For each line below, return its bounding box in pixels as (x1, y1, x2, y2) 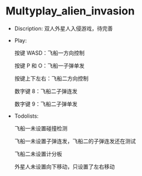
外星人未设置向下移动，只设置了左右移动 (14, 163, 115, 170)
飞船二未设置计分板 (14, 150, 63, 157)
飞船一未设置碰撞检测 (14, 124, 67, 132)
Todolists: (14, 112, 39, 120)
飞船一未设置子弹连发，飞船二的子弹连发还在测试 (14, 137, 136, 145)
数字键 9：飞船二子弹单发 (14, 100, 78, 108)
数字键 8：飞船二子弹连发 (14, 87, 78, 94)
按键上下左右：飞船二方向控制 (14, 74, 88, 82)
